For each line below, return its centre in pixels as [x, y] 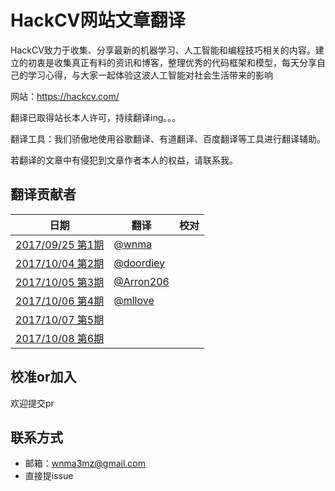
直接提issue [49, 476]
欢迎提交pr [32, 403]
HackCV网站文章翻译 [98, 20]
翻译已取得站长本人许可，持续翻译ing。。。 [96, 117]
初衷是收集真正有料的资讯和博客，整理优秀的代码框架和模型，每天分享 [172, 62]
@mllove [134, 300]
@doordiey [139, 263]
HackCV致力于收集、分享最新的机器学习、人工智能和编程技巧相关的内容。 [163, 50]
